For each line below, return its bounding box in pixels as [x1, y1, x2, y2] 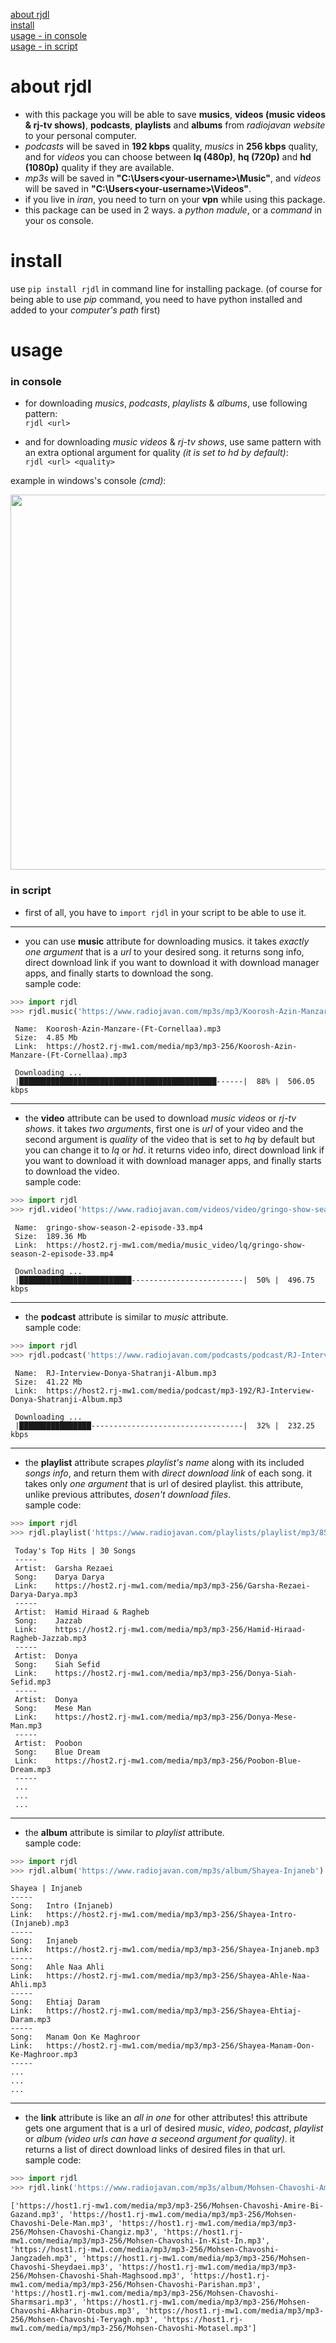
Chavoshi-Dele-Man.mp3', [10, 2219, 114, 2229]
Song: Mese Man [14, 1703, 92, 1713]
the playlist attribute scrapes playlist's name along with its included [24, 1456, 305, 1468]
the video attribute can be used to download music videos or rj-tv [24, 1112, 297, 1124]
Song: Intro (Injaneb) [10, 1901, 114, 1911]
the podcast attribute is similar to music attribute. [24, 1311, 229, 1323]
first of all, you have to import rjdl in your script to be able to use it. [24, 906, 307, 918]
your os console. [24, 214, 95, 226]
